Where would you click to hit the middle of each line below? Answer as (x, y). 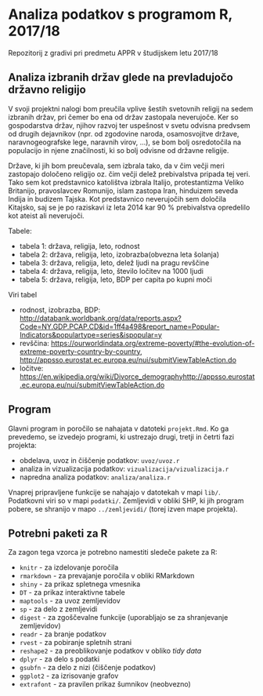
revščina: (34, 343)
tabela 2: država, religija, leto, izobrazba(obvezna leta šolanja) (119, 254)
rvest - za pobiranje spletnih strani (75, 643)
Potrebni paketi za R (58, 533)
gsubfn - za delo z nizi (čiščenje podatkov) (88, 668)
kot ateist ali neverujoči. (46, 215)
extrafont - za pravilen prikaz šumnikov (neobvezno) (105, 684)
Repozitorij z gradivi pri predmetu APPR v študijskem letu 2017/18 (113, 53)
